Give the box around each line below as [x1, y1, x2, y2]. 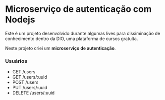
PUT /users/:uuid [12, 85, 48, 91]
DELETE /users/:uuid [12, 90, 55, 96]
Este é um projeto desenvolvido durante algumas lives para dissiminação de [5, 30, 161, 36]
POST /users [12, 79, 39, 85]
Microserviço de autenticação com [5, 3, 152, 15]
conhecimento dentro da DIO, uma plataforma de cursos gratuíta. [5, 36, 138, 42]
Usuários [5, 57, 28, 64]
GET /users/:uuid [12, 74, 47, 80]
